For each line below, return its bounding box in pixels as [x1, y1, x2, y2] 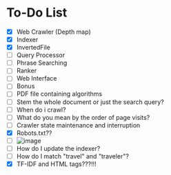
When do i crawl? [16, 105, 66, 114]
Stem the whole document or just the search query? [16, 98, 165, 106]
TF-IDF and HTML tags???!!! [16, 160, 97, 168]
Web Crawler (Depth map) [16, 28, 91, 36]
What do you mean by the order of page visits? [16, 113, 150, 121]
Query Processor [16, 51, 66, 59]
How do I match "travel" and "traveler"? [16, 152, 129, 160]
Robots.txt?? [16, 129, 52, 137]
